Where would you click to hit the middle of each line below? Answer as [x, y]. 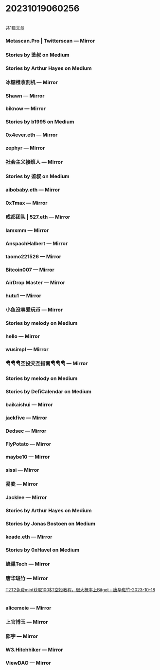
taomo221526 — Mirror [33, 256]
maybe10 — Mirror [28, 457]
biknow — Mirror [26, 109]
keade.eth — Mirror [29, 537]
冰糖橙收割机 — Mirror [32, 82]
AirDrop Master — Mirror [35, 283]
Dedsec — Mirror [26, 431]
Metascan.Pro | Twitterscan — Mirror [50, 41]
